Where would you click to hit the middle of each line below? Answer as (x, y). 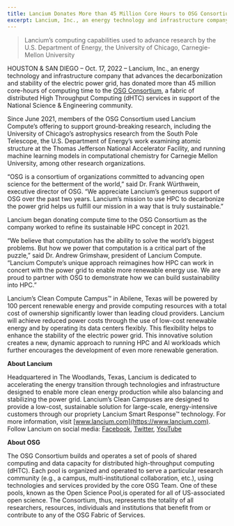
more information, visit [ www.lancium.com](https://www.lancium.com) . (109, 421)
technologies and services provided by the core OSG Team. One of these (112, 485)
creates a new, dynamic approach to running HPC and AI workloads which (114, 342)
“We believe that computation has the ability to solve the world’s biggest (111, 240)
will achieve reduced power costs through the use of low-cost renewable (112, 320)
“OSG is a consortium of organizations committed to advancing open (106, 176)
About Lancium (30, 363)
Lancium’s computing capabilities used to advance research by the (120, 40)
